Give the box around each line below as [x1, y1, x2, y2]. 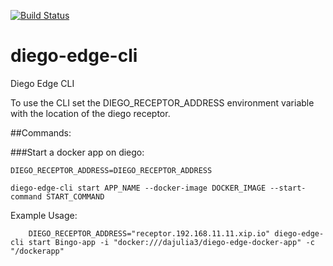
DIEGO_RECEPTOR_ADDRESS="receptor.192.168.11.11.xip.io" [28, 228, 271, 239]
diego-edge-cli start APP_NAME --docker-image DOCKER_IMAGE [10, 183, 267, 193]
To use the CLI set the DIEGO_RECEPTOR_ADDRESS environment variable [10, 96, 315, 109]
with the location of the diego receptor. [10, 107, 171, 119]
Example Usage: [10, 209, 78, 221]
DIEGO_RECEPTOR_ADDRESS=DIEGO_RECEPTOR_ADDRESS [10, 165, 213, 175]
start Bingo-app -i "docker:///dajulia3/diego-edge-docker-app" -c [28, 237, 315, 247]
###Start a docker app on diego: [10, 146, 145, 158]
